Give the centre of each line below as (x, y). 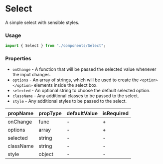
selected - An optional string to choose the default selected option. (81, 91)
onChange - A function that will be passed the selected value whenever (84, 69)
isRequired (115, 114)
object (46, 154)
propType (50, 114)
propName (21, 114)
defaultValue (82, 114)
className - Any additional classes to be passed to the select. (76, 96)
